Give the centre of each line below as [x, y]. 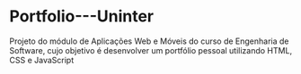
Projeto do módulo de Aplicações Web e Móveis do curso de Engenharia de [149, 41]
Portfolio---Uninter [82, 16]
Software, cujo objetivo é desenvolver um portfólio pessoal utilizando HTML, [151, 50]
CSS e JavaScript [42, 60]
